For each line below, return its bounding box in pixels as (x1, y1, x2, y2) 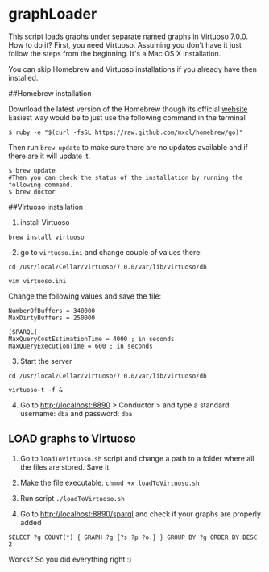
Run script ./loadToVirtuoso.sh (19, 493, 125, 503)
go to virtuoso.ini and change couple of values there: (19, 247, 203, 257)
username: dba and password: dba (19, 408, 133, 418)
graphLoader (8, 5, 97, 23)
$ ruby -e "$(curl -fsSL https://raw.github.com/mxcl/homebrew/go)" (8, 128, 243, 136)
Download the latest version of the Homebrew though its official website (8, 104, 248, 114)
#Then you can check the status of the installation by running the (8, 173, 243, 182)
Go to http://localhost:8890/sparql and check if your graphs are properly (19, 509, 262, 519)
